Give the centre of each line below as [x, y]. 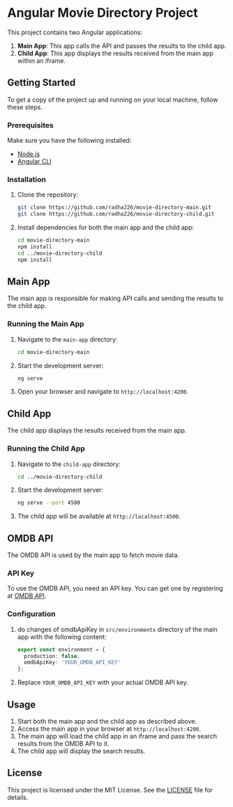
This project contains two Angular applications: [75, 32]
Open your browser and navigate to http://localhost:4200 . [103, 392]
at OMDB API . [27, 596]
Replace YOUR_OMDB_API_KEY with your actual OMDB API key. [103, 682]
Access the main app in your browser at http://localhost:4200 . [109, 729]
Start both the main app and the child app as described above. [107, 722]
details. [18, 797]
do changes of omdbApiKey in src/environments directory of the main [117, 629]
